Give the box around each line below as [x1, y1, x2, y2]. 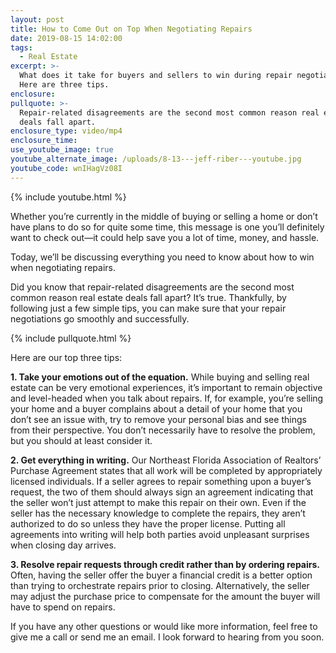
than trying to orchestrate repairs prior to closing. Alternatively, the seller [10, 579, 310, 591]
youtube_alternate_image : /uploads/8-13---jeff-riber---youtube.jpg [10, 154, 302, 164]
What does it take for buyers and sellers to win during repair [19, 71, 293, 81]
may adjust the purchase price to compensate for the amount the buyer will [10, 590, 321, 602]
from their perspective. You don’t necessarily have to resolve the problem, [10, 424, 316, 436]
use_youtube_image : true [10, 145, 114, 155]
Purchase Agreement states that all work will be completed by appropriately [10, 464, 323, 476]
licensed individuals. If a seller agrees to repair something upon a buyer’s [10, 475, 312, 487]
